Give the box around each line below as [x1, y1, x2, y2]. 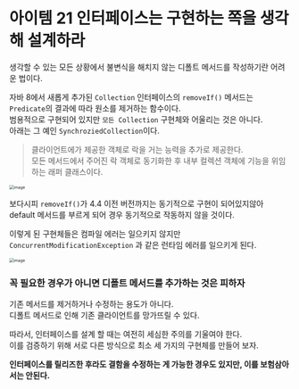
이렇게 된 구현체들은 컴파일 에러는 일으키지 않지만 [9, 228, 181, 239]
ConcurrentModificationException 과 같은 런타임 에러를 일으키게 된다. [9, 239, 257, 250]
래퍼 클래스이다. [47, 166, 104, 177]
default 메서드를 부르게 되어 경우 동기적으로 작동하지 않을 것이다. [9, 209, 235, 219]
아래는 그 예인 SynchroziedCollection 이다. [9, 125, 161, 136]
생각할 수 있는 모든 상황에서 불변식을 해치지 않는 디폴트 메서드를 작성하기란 [9, 62, 270, 72]
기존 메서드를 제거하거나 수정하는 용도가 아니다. [9, 299, 174, 310]
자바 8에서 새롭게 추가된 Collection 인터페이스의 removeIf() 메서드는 [9, 91, 254, 103]
